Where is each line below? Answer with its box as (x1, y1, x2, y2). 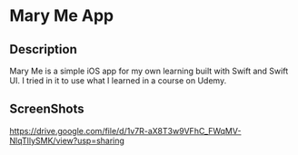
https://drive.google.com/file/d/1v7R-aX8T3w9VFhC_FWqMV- (9, 125, 242, 136)
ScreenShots (9, 102, 84, 117)
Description (9, 42, 77, 57)
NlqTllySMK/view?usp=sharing (9, 135, 125, 146)
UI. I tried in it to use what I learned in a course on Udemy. (9, 75, 227, 86)
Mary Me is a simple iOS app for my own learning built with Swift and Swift (9, 65, 289, 76)
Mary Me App (9, 5, 114, 26)
